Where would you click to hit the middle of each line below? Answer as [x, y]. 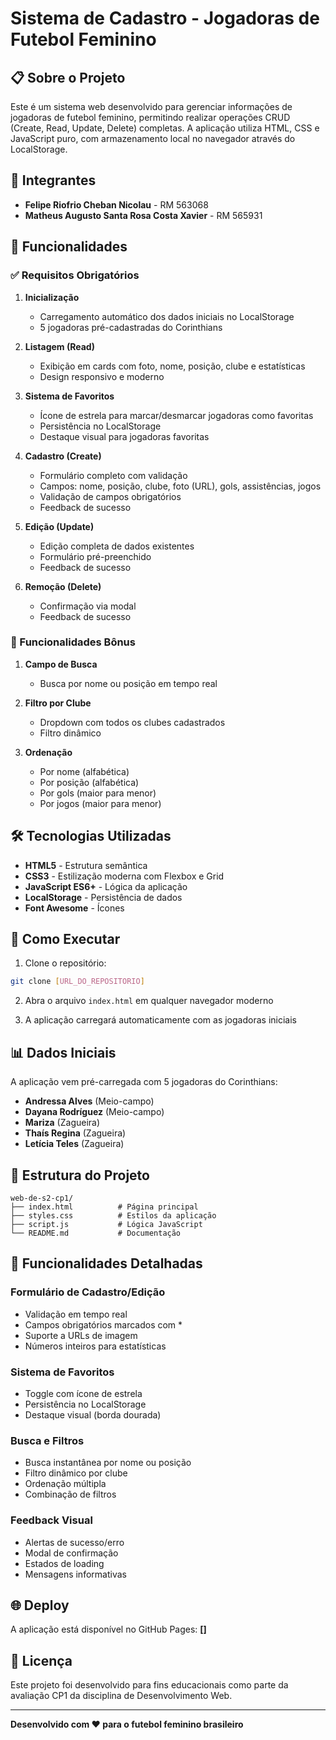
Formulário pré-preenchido [95, 556]
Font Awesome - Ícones [74, 908]
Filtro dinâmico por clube [76, 1473]
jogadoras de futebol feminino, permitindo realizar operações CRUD [150, 117]
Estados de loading [64, 1563]
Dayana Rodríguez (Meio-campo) [94, 1112]
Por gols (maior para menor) [98, 793]
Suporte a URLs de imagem [81, 1335]
